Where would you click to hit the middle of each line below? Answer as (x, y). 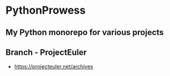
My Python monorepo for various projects (85, 32)
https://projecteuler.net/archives (53, 66)
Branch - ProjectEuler (46, 52)
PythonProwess (45, 10)
